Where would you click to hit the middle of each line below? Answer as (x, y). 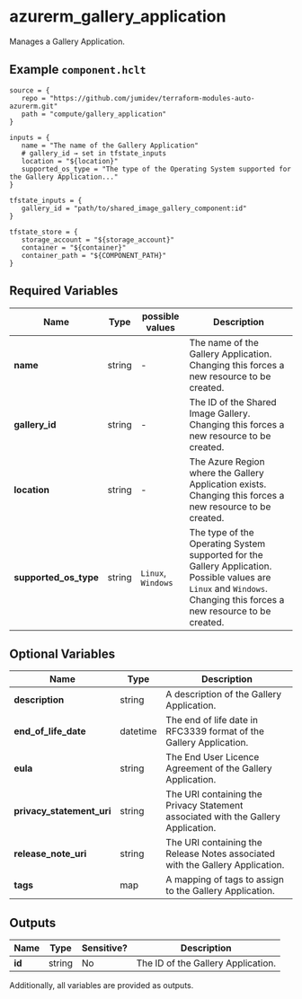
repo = (34, 98)
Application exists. (228, 484)
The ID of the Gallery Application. (206, 963)
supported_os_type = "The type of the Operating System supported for (156, 169)
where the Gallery (226, 473)
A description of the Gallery (224, 694)
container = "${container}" (74, 248)
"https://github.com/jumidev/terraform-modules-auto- (152, 98)
